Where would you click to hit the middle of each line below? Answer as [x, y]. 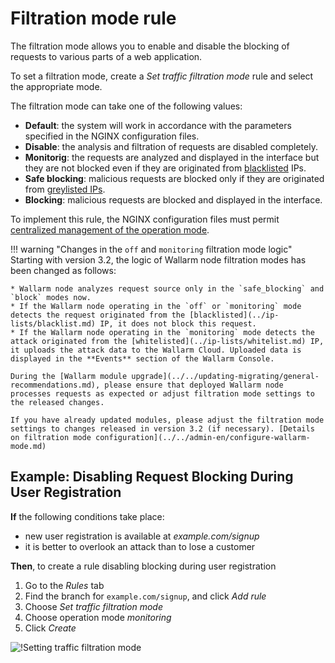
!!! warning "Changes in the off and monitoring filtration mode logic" [151, 249]
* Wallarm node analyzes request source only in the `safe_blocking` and [167, 288]
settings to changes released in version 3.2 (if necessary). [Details [162, 428]
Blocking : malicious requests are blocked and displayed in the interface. [173, 199]
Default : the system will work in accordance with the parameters [158, 125]
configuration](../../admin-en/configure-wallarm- [203, 437]
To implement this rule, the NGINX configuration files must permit [145, 219]
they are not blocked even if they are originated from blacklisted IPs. [165, 168]
